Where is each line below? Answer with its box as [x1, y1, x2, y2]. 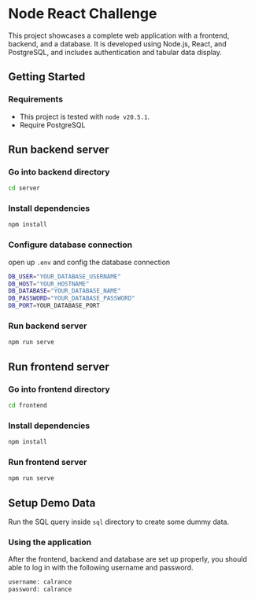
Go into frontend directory [8, 383, 110, 394]
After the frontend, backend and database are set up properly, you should [8, 555, 248, 564]
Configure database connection [8, 239, 132, 250]
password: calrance [8, 585, 72, 594]
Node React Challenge [8, 5, 157, 23]
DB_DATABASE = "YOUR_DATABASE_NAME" [8, 287, 122, 295]
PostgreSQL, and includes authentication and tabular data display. [8, 47, 223, 57]
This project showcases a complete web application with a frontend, [8, 31, 230, 40]
